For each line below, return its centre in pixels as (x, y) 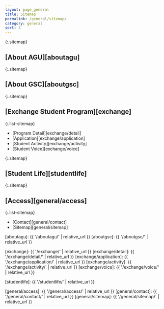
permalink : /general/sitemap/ (36, 19)
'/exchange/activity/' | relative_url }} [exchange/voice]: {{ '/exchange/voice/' (82, 267)
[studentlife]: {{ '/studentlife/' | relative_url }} (50, 282)
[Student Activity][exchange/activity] (50, 143)
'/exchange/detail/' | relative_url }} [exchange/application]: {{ (67, 257)
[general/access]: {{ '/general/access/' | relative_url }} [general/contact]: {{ (81, 291)
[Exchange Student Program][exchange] (68, 112)
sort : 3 (13, 28)
